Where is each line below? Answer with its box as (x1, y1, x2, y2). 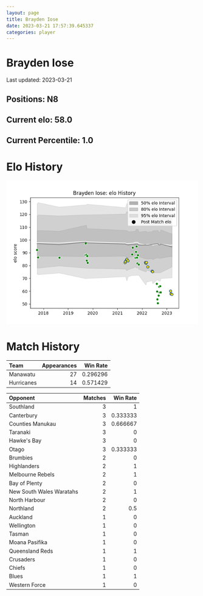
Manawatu (9, 371, 35, 378)
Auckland (9, 513, 33, 520)
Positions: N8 (6, 94, 59, 104)
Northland (9, 505, 35, 512)
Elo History (6, 160, 63, 174)
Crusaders (9, 555, 35, 563)
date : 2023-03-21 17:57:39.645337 (6, 23, 94, 29)
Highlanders (9, 463, 40, 470)
